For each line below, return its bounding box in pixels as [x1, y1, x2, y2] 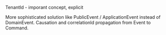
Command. [5, 25, 29, 31]
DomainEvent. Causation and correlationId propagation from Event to [5, 20, 151, 25]
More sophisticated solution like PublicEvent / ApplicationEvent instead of [5, 14, 161, 20]
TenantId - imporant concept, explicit [5, 5, 84, 10]
